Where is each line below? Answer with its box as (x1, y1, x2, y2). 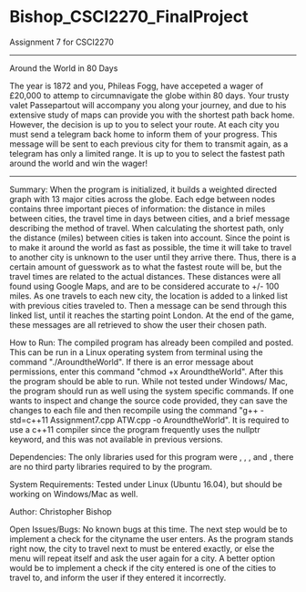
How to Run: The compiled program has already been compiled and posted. (9, 337, 294, 348)
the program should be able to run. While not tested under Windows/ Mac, (9, 375, 289, 386)
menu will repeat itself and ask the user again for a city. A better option (9, 553, 276, 564)
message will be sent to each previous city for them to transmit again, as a (9, 138, 289, 149)
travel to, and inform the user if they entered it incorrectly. (9, 572, 227, 583)
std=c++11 (9, 414, 48, 425)
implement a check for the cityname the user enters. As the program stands (9, 533, 294, 544)
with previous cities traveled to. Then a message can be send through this (9, 300, 287, 311)
